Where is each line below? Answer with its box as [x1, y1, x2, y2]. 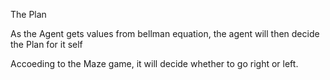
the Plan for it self [10, 39, 83, 50]
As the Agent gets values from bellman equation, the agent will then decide [10, 28, 320, 39]
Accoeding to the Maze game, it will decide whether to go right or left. [10, 58, 299, 69]
